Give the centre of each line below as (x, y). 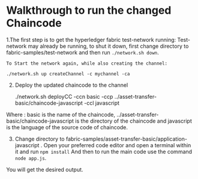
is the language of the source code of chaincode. (67, 127)
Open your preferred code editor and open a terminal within (117, 145)
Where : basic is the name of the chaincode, (61, 114)
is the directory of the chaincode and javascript (133, 121)
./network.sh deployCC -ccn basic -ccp (64, 96)
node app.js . (31, 158)
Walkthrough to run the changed (89, 10)
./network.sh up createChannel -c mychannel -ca (68, 74)
